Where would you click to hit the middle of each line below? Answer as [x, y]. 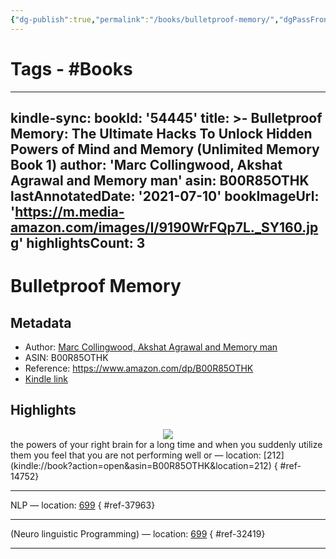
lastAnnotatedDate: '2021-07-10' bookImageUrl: [165, 196]
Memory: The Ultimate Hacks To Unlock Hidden [161, 133]
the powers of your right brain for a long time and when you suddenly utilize [166, 444]
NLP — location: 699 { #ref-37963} [83, 505]
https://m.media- [69, 211]
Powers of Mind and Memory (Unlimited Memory [165, 149]
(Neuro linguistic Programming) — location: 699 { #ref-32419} [138, 533]
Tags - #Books [71, 68]
